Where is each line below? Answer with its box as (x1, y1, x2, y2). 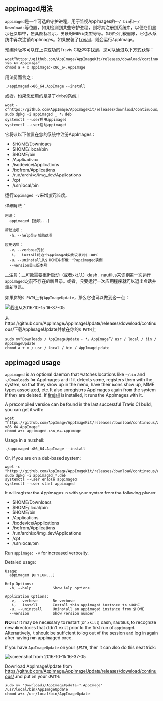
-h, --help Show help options (9, 586, 90, 590)
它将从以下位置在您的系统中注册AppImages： (5, 131, 96, 137)
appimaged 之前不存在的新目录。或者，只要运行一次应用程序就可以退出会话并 (5, 278, 157, 284)
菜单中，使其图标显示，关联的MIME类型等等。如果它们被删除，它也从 (13, 31, 153, 36)
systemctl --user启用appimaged (5, 117, 67, 122)
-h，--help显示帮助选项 (9, 233, 52, 238)
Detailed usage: (5, 559, 36, 565)
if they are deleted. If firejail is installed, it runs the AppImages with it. (5, 392, 143, 398)
